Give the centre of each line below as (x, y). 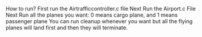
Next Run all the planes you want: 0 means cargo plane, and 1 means (92, 15)
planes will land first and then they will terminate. (67, 27)
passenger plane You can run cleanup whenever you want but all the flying (99, 21)
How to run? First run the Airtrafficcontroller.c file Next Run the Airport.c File (101, 9)
